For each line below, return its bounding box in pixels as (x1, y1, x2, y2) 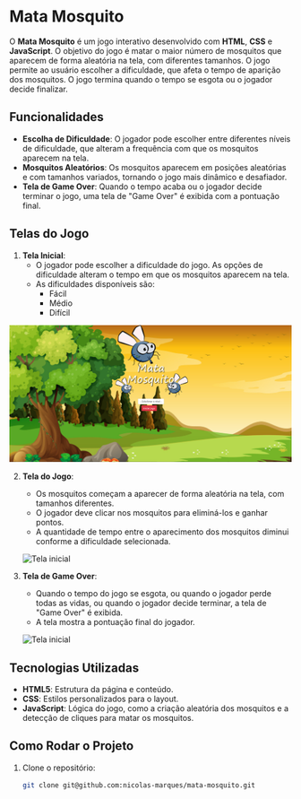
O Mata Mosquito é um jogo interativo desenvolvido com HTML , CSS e (9, 36, 273, 47)
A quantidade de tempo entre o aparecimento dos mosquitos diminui (35, 526, 289, 537)
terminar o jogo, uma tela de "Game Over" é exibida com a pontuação (21, 190, 280, 201)
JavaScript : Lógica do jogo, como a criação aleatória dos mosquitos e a (21, 702, 289, 714)
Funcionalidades (9, 109, 105, 125)
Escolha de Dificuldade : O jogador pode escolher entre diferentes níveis (21, 133, 291, 144)
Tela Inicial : (21, 249, 66, 261)
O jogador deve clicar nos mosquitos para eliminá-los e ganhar (35, 508, 269, 518)
